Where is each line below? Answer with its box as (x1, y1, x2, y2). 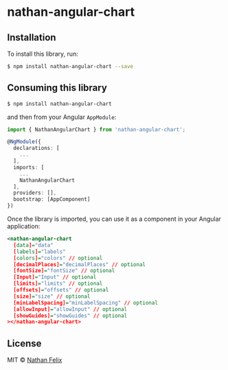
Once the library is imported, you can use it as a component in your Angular (7, 215, 222, 224)
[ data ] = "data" (13, 241, 54, 248)
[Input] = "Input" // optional (13, 274, 97, 281)
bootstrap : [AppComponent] (13, 196, 91, 203)
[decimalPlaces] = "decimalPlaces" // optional (13, 261, 146, 268)
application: (7, 222, 41, 230)
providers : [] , (13, 190, 57, 197)
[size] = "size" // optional (13, 293, 91, 300)
